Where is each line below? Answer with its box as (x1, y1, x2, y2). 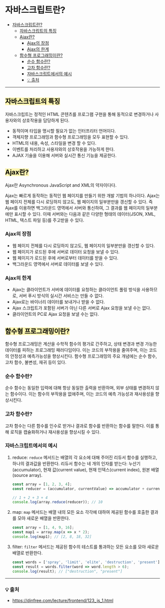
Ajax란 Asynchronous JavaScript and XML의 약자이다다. (5, 182, 117, 188)
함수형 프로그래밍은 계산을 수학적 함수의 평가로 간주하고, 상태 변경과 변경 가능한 (5, 341, 157, 347)
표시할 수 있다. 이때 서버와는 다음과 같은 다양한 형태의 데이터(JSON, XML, (14, 211, 156, 217)
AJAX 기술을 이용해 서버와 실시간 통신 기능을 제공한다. (12, 152, 117, 158)
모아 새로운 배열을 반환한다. (17, 515, 70, 521)
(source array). (12, 472, 43, 478)
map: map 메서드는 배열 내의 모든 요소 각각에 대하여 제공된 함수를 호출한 (12, 509, 150, 515)
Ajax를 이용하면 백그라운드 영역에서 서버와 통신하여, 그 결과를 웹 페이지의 (5, 205, 145, 211)
